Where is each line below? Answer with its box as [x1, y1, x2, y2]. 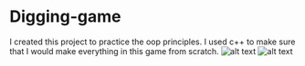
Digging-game [9, 6, 121, 27]
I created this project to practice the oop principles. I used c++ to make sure [9, 36, 296, 47]
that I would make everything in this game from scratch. [9, 45, 219, 56]
